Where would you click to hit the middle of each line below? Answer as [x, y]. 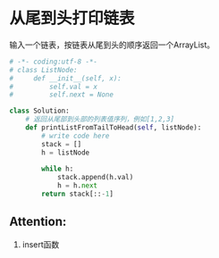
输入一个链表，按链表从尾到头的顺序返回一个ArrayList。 [112, 45]
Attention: [38, 222]
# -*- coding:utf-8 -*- [54, 62]
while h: [58, 169]
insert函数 [41, 244]
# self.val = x [54, 87]
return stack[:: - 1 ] [78, 194]
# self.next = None [62, 95]
